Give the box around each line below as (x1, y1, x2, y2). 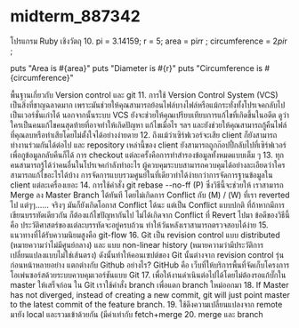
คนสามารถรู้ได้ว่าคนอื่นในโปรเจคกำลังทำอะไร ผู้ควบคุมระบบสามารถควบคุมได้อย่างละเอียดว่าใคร (10, 159, 286, 170)
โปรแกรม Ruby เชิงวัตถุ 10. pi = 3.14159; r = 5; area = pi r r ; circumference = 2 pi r (10, 36, 287, 46)
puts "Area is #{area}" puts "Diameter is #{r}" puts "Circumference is (10, 62, 263, 73)
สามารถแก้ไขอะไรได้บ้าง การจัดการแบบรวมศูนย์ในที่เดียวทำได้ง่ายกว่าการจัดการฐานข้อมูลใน (10, 169, 273, 180)
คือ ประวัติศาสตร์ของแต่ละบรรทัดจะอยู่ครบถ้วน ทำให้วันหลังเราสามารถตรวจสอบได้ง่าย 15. (10, 220, 270, 230)
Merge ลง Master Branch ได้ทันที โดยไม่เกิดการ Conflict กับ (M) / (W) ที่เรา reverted (10, 189, 290, 200)
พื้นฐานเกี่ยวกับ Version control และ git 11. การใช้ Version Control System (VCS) (10, 89, 279, 100)
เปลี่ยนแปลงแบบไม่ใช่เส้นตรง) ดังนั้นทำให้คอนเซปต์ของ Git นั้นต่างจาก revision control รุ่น (10, 249, 285, 260)
